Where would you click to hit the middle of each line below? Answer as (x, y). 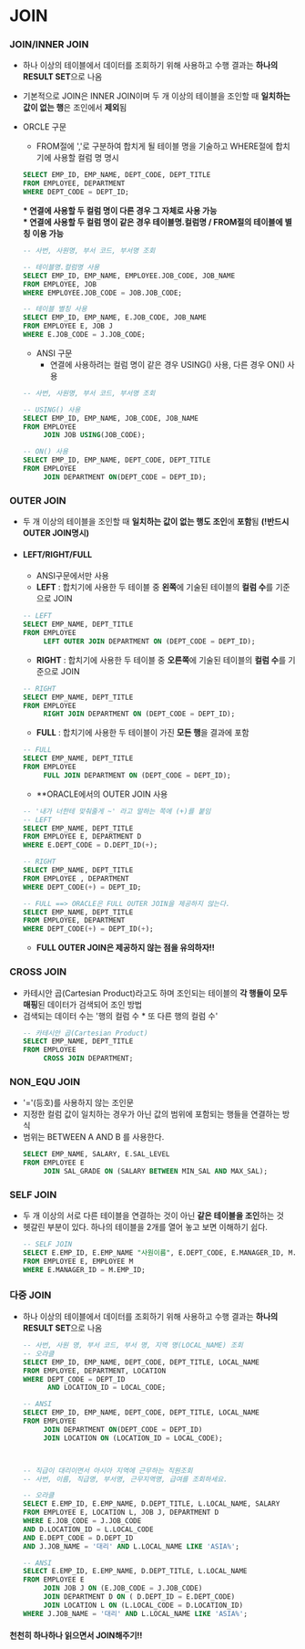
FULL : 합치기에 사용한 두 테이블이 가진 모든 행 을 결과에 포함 (142, 733)
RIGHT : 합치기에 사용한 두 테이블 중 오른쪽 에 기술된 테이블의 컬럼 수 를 (161, 660)
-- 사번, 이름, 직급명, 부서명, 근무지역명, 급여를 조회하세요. (125, 1479)
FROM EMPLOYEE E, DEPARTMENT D (82, 837)
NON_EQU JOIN (45, 1081)
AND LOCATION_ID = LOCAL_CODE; (107, 1388)
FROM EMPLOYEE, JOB (60, 284)
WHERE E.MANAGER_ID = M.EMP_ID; (84, 1269)
